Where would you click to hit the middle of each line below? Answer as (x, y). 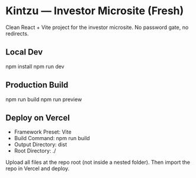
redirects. (17, 33)
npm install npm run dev (35, 66)
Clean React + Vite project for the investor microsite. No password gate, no (97, 27)
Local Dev (24, 52)
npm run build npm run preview (44, 99)
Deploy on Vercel (38, 117)
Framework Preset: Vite (43, 132)
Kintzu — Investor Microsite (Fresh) (95, 11)
